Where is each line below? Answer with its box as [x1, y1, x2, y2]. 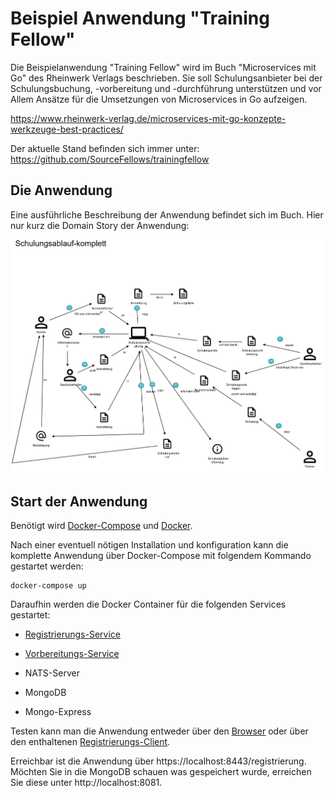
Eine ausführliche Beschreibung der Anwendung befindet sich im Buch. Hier [10, 208, 324, 221]
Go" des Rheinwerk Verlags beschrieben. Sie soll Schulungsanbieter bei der [10, 72, 323, 84]
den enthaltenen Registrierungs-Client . [10, 735, 171, 747]
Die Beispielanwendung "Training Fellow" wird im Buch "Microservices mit [10, 61, 317, 73]
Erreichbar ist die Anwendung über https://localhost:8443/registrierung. [10, 755, 307, 767]
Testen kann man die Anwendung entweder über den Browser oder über [10, 725, 309, 737]
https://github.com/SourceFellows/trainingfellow [10, 153, 210, 165]
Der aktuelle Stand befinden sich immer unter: [10, 142, 200, 154]
